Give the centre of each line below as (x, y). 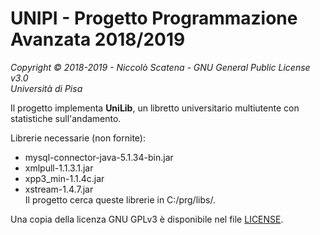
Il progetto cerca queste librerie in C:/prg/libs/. (120, 199)
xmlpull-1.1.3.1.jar (59, 168)
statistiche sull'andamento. (66, 118)
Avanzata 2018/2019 (98, 39)
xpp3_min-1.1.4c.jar (64, 178)
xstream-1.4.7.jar (59, 189)
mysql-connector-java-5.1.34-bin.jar (99, 157)
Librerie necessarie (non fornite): (78, 138)
